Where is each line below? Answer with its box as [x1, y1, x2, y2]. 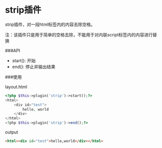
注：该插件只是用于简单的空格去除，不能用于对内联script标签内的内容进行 [5, 32, 153, 37]
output [5, 129, 18, 135]
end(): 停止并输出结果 [12, 64, 55, 70]
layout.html [5, 84, 28, 90]
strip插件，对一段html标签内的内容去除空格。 [5, 21, 95, 27]
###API [5, 47, 20, 54]
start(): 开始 [12, 57, 36, 63]
